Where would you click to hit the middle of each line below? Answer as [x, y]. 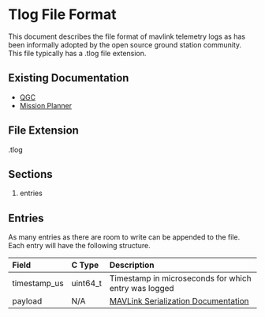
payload [27, 301]
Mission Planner [46, 105]
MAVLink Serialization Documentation [179, 301]
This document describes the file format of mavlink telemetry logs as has [127, 36]
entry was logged [142, 289]
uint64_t [87, 284]
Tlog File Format [62, 15]
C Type [85, 265]
